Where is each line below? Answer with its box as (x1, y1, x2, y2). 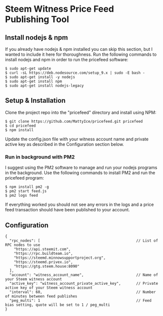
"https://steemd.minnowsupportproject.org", (14, 255, 106, 260)
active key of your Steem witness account (5, 285, 93, 290)
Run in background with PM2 (5, 153, 75, 160)
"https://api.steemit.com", (14, 247, 71, 251)
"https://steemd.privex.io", (14, 259, 73, 265)
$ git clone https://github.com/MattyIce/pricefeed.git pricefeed (5, 119, 143, 124)
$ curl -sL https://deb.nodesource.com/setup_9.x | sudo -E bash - (5, 70, 145, 75)
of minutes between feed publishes (5, 293, 78, 299)
